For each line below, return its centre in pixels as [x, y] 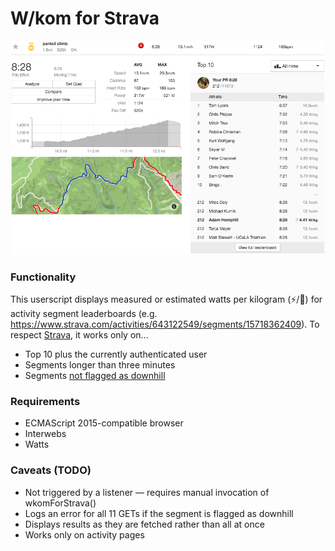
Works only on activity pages [84, 534]
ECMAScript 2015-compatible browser [104, 423]
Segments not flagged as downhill [95, 375]
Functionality [43, 277]
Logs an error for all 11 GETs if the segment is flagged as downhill [159, 513]
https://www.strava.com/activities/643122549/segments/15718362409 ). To [165, 324]
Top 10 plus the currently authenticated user [116, 354]
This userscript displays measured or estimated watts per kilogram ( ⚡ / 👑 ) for [166, 299]
